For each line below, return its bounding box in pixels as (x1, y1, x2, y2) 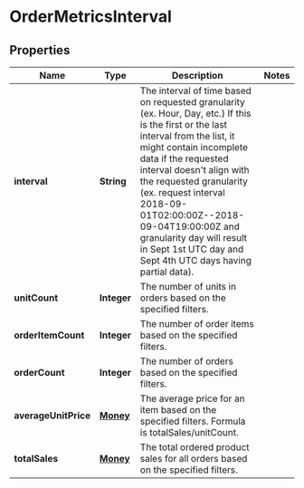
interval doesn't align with (139, 164, 251, 176)
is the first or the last (139, 119, 228, 130)
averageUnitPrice (14, 409, 91, 422)
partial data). (139, 265, 195, 278)
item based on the (139, 404, 217, 416)
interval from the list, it (139, 129, 235, 142)
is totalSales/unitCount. (139, 426, 239, 438)
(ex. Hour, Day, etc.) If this (139, 107, 252, 120)
